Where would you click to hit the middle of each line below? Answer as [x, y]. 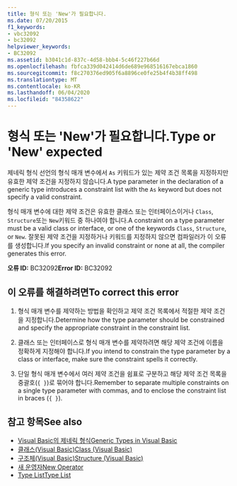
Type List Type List [44, 475]
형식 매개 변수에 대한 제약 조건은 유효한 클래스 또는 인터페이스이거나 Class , [110, 211]
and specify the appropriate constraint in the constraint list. [104, 328]
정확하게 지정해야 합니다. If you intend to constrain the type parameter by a [124, 351]
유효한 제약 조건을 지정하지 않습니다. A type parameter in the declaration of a [116, 181]
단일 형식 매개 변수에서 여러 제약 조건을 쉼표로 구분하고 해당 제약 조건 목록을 [122, 374]
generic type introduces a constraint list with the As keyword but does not [114, 189]
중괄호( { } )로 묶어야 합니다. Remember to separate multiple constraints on [123, 382]
